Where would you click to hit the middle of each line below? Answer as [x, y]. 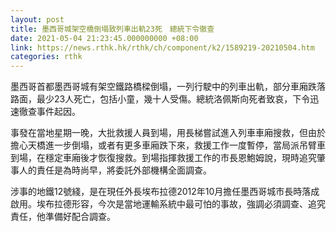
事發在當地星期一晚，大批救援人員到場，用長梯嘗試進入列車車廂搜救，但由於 [168, 133]
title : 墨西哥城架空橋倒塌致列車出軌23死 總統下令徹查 [112, 29]
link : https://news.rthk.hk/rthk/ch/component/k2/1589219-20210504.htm [162, 47]
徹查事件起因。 [49, 112]
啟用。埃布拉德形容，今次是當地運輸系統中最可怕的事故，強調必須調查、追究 [168, 204]
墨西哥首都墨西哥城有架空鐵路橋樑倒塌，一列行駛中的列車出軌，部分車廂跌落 [168, 87]
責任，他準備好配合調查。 [63, 217]
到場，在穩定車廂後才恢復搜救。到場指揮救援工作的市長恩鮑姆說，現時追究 [163, 158]
